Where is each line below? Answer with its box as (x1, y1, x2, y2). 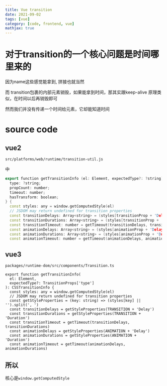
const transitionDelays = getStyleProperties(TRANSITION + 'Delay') (9, 307, 155, 312)
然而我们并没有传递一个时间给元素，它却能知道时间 (5, 106, 110, 112)
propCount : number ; (9, 185, 50, 190)
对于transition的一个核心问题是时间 (5, 49, 151, 60)
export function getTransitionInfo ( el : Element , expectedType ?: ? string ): (5, 176, 166, 181)
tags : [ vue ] (5, 16, 30, 21)
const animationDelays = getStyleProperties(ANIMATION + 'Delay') (9, 329, 150, 334)
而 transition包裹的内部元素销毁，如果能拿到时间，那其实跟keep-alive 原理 (5, 89, 158, 95)
